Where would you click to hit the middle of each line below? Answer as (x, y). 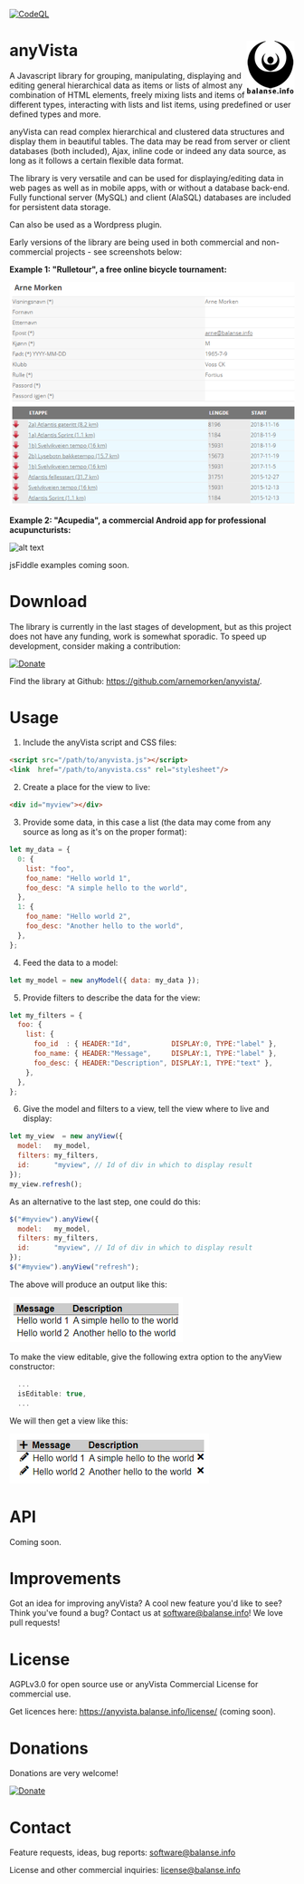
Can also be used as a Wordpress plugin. (86, 224)
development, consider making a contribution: (95, 646)
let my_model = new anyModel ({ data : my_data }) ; (105, 980)
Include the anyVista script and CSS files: (100, 742)
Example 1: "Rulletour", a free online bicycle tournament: (119, 269)
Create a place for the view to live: (86, 787)
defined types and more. (55, 114)
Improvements (65, 1578)
